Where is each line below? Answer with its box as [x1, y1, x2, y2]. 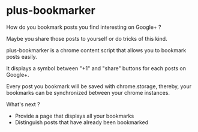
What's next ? [6, 100, 40, 108]
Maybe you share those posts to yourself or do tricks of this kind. [6, 35, 167, 42]
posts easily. [6, 53, 37, 60]
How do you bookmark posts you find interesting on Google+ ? [6, 23, 161, 31]
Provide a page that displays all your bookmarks [14, 112, 134, 119]
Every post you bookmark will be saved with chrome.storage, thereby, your [6, 82, 192, 90]
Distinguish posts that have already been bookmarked [14, 118, 149, 126]
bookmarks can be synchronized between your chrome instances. [6, 89, 170, 96]
